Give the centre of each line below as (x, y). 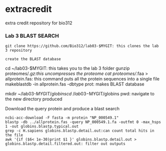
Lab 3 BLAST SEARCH (32, 36)
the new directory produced (34, 99)
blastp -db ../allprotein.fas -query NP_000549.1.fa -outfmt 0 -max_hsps (83, 122)
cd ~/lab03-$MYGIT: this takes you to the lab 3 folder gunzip (68, 69)
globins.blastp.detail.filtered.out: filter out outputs (65, 144)
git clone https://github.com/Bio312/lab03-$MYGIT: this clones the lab (82, 46)
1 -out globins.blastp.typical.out (42, 127)
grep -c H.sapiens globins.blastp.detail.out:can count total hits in (80, 131)
